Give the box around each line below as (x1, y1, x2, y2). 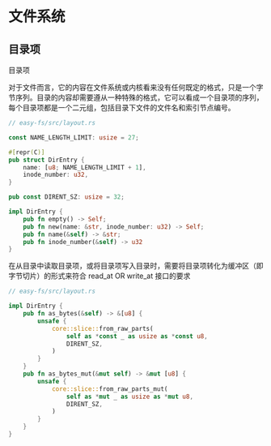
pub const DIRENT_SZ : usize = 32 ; (8, 193, 125, 201)
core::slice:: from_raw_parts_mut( (51, 384, 168, 393)
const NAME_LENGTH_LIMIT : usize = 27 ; (8, 133, 139, 142)
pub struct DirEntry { (8, 156, 85, 164)
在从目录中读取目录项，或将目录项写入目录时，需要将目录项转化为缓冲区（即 (8, 261, 264, 271)
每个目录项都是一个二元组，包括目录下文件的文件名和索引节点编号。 (8, 103, 235, 112)
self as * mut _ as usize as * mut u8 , (66, 392, 194, 401)
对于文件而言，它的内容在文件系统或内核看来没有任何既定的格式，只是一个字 (8, 83, 264, 92)
